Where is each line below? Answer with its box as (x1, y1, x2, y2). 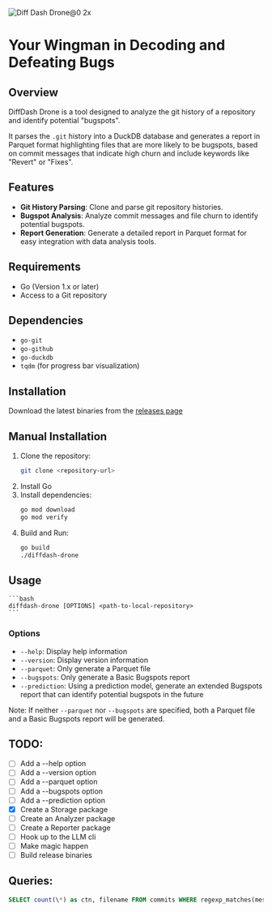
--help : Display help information (19, 646, 128, 656)
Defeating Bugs (8, 54, 115, 72)
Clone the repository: (19, 451, 91, 461)
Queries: (8, 874, 53, 888)
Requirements (8, 260, 81, 274)
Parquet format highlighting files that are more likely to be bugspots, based (8, 140, 258, 149)
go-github (19, 345, 54, 353)
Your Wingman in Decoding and (8, 36, 226, 54)
